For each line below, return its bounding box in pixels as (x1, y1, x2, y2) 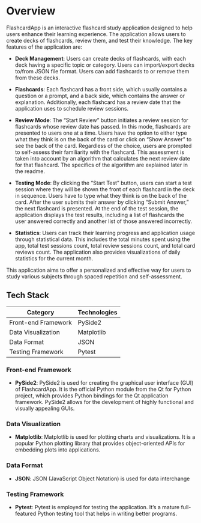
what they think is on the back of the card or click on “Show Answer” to (14, 135, 192, 142)
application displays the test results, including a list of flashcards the (14, 211, 185, 218)
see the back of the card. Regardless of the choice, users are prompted (14, 142, 192, 149)
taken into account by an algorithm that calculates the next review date (14, 154, 191, 162)
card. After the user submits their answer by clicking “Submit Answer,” (14, 198, 189, 206)
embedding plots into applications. (14, 446, 101, 453)
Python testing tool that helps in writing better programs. (37, 510, 178, 517)
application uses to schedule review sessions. (14, 105, 129, 112)
